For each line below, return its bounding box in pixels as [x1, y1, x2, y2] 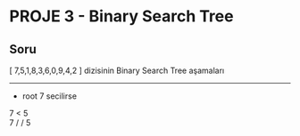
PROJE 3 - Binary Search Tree [9, 6, 234, 27]
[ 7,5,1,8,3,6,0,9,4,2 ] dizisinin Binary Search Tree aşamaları [9, 65, 225, 76]
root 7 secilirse [21, 91, 78, 101]
